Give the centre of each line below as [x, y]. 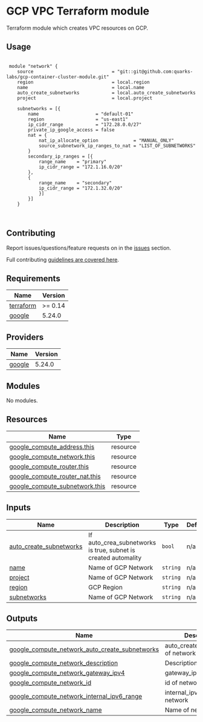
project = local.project [85, 98]
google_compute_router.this [49, 466]
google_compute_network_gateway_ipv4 [67, 673]
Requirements [33, 278]
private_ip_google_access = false [71, 130]
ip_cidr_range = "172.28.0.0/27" [85, 124]
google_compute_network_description [64, 663]
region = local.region [83, 82]
